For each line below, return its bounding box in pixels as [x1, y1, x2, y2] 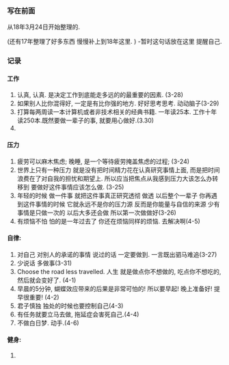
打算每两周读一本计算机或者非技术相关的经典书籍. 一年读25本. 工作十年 [16, 108, 217, 116]
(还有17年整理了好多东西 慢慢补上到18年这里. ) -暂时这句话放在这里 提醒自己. [7, 38, 222, 46]
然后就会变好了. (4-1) [16, 275, 77, 284]
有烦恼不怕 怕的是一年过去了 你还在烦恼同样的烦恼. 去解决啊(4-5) [16, 217, 200, 225]
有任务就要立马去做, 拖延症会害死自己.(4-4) [16, 310, 139, 319]
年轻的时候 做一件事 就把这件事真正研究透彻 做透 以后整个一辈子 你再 [16, 191, 212, 200]
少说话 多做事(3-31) [16, 258, 72, 267]
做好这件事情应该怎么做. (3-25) [36, 182, 124, 191]
